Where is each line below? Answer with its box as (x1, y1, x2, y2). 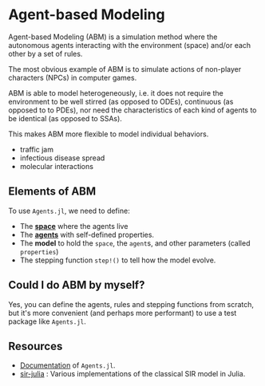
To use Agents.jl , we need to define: (8, 206, 130, 215)
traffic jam (19, 144, 54, 154)
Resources (8, 339, 63, 353)
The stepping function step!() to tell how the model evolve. (19, 255, 216, 265)
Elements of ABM (8, 185, 97, 199)
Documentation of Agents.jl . (19, 360, 116, 370)
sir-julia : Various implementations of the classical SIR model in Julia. (19, 369, 246, 379)
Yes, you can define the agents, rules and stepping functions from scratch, (8, 299, 254, 309)
